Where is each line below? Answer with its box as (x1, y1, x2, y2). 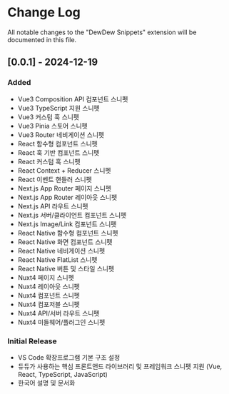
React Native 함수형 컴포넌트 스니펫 (17, 228, 119, 237)
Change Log (7, 4, 81, 21)
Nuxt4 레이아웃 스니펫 (17, 282, 80, 291)
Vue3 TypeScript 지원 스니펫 (17, 103, 100, 112)
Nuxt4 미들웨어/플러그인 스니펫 (17, 318, 106, 326)
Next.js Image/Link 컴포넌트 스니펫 (17, 219, 117, 228)
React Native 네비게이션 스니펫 (17, 246, 106, 255)
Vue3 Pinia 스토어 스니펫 (17, 121, 88, 130)
